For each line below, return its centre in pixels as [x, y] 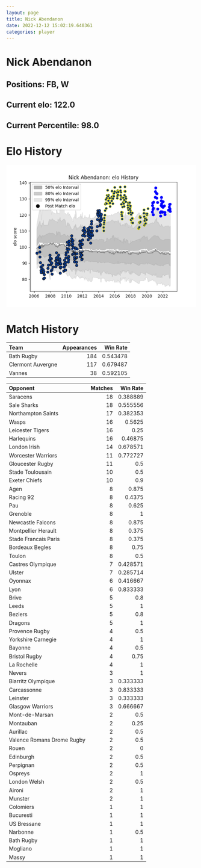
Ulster [16, 572]
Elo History [34, 151]
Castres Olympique [32, 564]
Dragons [19, 622]
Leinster [19, 698]
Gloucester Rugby [31, 463]
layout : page [23, 13]
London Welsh [26, 782]
